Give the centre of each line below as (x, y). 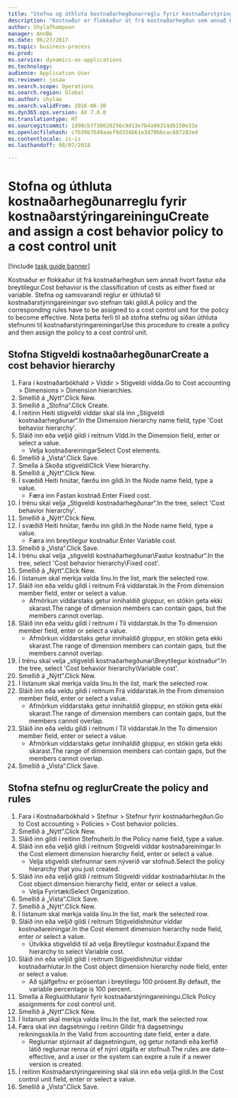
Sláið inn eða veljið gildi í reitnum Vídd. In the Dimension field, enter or (119, 435)
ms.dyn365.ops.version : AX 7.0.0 (57, 112)
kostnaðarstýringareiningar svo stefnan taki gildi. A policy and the (102, 303)
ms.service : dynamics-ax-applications (65, 60)
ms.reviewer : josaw (37, 80)
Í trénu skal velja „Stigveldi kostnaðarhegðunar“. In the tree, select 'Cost (121, 503)
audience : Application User (49, 73)
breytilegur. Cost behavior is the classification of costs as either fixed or (112, 288)
